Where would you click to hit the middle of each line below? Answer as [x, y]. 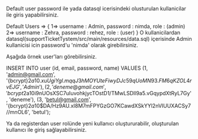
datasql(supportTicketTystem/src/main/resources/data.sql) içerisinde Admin [99, 39]
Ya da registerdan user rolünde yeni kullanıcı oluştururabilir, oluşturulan [92, 123]
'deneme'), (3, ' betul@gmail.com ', [50, 99]
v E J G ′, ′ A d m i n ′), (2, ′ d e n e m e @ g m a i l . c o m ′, [56, 87]
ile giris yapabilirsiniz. [33, 15]
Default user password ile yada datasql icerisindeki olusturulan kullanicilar [96, 9]
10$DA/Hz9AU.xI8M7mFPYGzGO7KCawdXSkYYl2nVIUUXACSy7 [113, 106]
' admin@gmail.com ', [31, 74]
